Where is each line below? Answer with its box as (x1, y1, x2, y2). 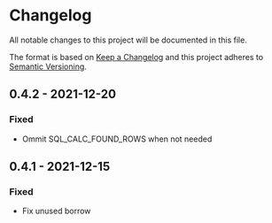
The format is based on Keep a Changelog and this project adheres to (9, 51, 264, 62)
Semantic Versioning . (9, 61, 87, 72)
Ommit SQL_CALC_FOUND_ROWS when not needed (21, 134, 213, 144)
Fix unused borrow (21, 205, 91, 217)
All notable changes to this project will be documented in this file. (9, 35, 248, 45)
